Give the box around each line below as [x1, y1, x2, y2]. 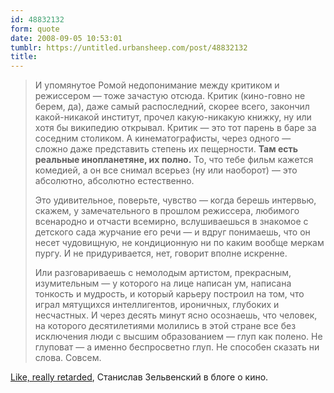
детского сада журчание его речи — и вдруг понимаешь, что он [34, 226, 311, 238]
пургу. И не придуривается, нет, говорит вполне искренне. [34, 247, 288, 260]
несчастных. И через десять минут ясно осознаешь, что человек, [34, 309, 318, 321]
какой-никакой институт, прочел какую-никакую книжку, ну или [34, 111, 312, 123]
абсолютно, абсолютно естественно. [34, 175, 195, 187]
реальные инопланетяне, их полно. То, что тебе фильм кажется [34, 154, 314, 166]
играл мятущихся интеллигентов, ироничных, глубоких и [34, 299, 280, 311]
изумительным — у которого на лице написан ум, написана [34, 277, 292, 290]
